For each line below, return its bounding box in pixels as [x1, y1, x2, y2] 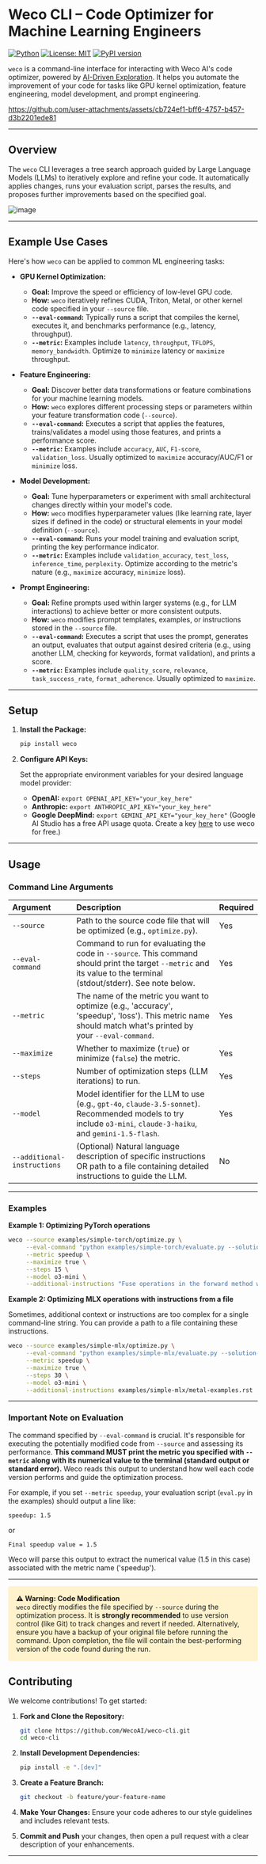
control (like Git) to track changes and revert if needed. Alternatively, [16, 1619, 240, 1628]
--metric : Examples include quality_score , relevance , [31, 665, 208, 675]
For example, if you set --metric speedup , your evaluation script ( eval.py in [8, 1487, 253, 1497]
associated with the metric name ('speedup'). [8, 1562, 157, 1573]
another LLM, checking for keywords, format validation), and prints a [31, 648, 256, 658]
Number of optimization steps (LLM [76, 1065, 208, 1076]
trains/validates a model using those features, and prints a [31, 427, 222, 436]
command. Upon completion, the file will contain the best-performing [16, 1635, 242, 1645]
